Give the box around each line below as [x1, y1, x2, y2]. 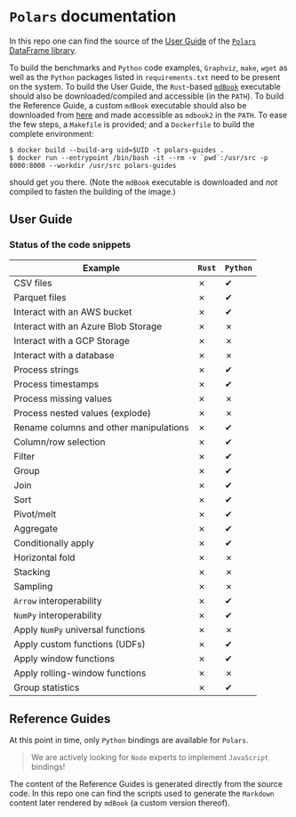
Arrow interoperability [13, 594, 102, 606]
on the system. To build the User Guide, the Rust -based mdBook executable [9, 81, 282, 92]
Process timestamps [13, 378, 100, 390]
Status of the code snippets [9, 238, 132, 251]
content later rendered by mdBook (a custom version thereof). [9, 797, 231, 808]
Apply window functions [13, 652, 116, 664]
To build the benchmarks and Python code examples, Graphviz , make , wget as [9, 62, 288, 73]
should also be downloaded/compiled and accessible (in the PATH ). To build [9, 91, 284, 101]
